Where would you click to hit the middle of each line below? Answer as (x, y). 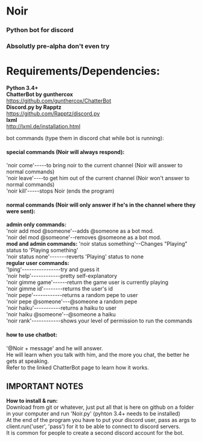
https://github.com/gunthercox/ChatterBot (59, 100)
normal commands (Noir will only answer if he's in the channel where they (101, 205)
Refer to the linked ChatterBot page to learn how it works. (78, 367)
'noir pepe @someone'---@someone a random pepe (72, 302)
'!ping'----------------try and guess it (53, 269)
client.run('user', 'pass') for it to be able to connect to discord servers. (93, 426)
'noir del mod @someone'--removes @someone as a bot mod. (84, 237)
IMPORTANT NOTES (45, 386)
